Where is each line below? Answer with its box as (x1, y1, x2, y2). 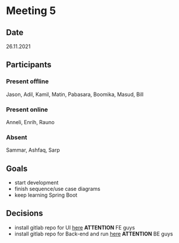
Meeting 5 (6, 4, 57, 18)
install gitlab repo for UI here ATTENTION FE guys (14, 224, 135, 231)
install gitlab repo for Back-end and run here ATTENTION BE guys (14, 230, 173, 237)
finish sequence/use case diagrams (14, 186, 101, 193)
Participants (6, 60, 51, 70)
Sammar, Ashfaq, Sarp (6, 146, 60, 153)
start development (14, 179, 59, 186)
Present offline (6, 77, 49, 85)
